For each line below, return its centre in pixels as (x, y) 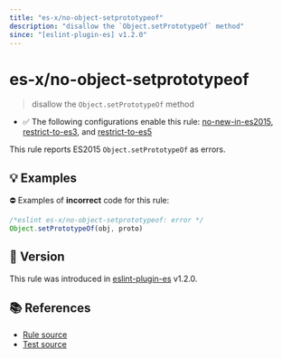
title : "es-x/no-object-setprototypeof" (87, 18)
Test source (45, 344)
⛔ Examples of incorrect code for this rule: (89, 201)
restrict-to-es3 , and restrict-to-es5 (87, 132)
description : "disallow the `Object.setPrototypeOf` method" (127, 26)
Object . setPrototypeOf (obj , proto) (76, 229)
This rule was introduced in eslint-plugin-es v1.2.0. (103, 278)
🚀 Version (37, 257)
